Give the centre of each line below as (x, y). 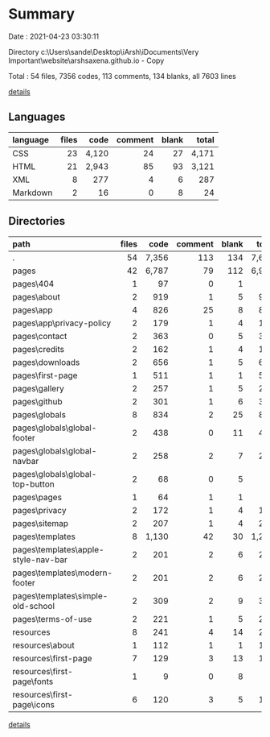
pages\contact (40, 336)
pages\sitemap (41, 523)
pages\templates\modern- (63, 573)
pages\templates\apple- (58, 549)
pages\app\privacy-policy (61, 323)
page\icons (33, 704)
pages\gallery (38, 388)
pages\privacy (39, 510)
